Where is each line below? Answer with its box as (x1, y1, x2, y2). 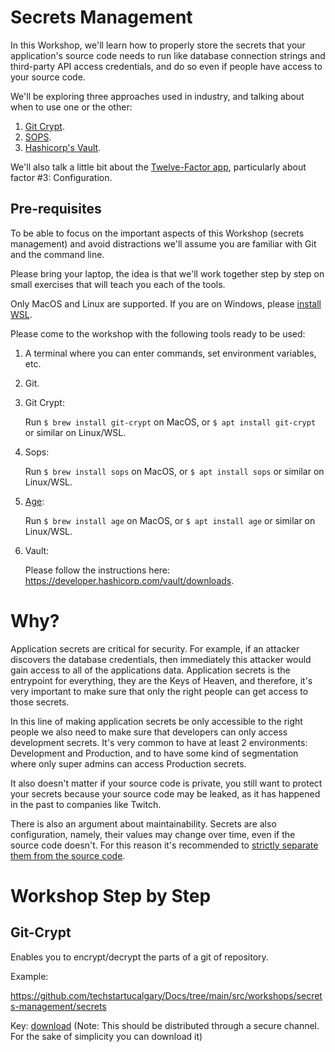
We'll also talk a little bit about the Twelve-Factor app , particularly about (10, 161, 307, 173)
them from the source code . (10, 849, 126, 861)
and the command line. (10, 248, 105, 260)
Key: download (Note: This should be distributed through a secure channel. (10, 1019, 320, 1031)
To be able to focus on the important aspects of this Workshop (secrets (10, 227, 305, 239)
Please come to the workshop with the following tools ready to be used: (10, 327, 306, 340)
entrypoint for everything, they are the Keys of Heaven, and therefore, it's (10, 674, 313, 686)
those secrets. (10, 696, 70, 708)
